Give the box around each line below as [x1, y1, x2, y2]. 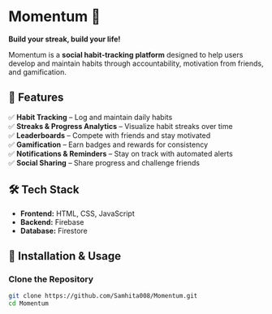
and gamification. [8, 67, 67, 76]
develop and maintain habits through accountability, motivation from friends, [8, 58, 264, 68]
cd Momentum [8, 299, 49, 308]
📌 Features [8, 91, 64, 105]
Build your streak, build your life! [8, 34, 121, 44]
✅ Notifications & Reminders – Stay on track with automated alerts [8, 148, 233, 158]
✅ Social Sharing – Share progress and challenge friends [8, 157, 201, 167]
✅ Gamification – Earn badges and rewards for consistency [8, 140, 209, 149]
